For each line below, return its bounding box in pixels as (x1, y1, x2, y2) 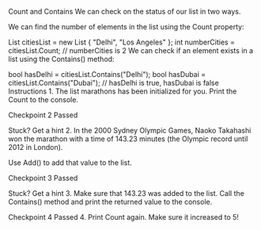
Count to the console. (8, 95, 79, 104)
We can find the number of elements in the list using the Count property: (8, 22, 244, 31)
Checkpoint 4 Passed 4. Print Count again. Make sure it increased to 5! (8, 213, 240, 221)
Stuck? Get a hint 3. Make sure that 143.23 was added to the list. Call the (8, 189, 245, 197)
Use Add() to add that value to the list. (8, 158, 132, 167)
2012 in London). (8, 143, 63, 151)
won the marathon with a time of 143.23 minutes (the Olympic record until (8, 134, 248, 144)
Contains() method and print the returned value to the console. (8, 197, 213, 206)
